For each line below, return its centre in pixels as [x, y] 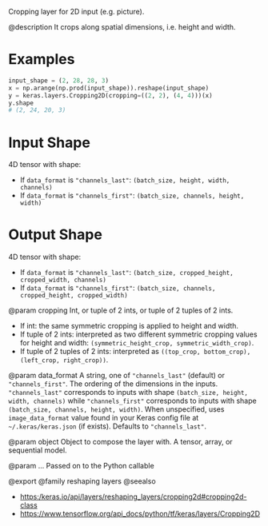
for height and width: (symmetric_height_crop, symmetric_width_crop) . [137, 343]
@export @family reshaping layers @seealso [82, 481]
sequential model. [38, 450]
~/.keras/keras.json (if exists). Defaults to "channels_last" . [107, 426]
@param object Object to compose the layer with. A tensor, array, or [121, 442]
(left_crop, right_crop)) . [64, 360]
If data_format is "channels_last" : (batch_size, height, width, [125, 180]
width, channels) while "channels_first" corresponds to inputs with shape [133, 401]
